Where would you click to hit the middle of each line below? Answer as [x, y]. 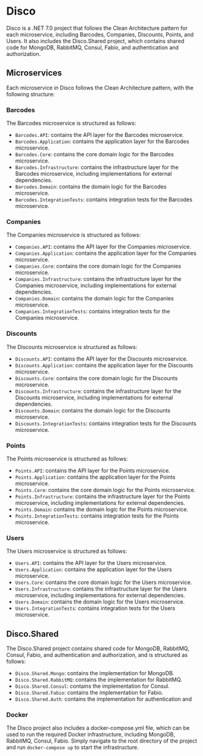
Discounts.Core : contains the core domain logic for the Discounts [96, 378]
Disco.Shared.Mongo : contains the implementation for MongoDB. [95, 673]
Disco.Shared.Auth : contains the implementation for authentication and [103, 699]
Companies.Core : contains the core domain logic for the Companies [98, 266]
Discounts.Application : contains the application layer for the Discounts [104, 365]
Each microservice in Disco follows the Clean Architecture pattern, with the [100, 88]
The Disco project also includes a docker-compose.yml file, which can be [98, 728]
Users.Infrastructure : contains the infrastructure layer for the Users [101, 589]
